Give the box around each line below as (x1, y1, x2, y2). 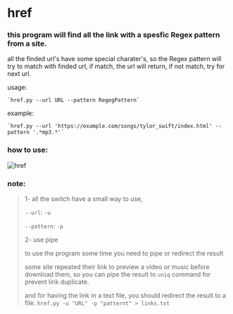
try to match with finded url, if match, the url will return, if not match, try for (7, 62, 225, 71)
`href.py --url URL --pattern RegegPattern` (7, 97, 140, 104)
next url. (7, 70, 32, 78)
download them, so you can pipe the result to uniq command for (24, 270, 211, 279)
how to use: (7, 145, 49, 155)
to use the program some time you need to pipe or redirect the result (24, 249, 224, 258)
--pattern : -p (24, 222, 63, 230)
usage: (7, 83, 27, 92)
